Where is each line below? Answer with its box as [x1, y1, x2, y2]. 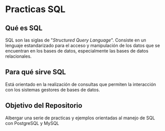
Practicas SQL [5, 4, 65, 15]
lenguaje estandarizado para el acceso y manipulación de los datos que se [5, 42, 160, 49]
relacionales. [5, 53, 32, 59]
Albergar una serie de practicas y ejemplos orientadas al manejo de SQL [5, 115, 155, 121]
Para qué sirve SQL [5, 68, 66, 76]
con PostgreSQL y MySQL [5, 120, 59, 126]
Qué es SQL [5, 24, 43, 32]
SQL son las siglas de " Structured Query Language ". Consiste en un [5, 37, 147, 43]
